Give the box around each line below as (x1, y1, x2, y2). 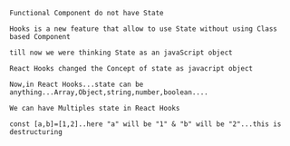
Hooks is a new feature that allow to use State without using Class (9, 24, 278, 34)
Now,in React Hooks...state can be (9, 80, 144, 89)
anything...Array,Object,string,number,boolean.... (9, 88, 208, 97)
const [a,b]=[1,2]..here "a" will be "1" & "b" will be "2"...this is (9, 120, 282, 129)
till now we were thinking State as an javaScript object (9, 48, 233, 57)
